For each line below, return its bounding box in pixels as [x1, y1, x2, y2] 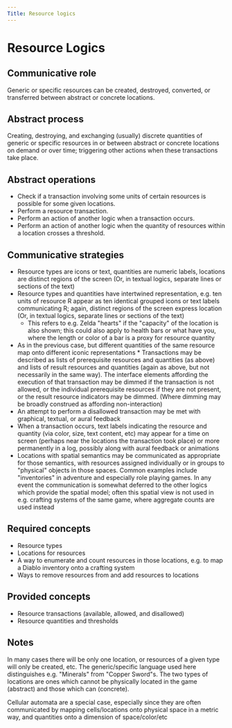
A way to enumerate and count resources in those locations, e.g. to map [17, 556, 224, 565]
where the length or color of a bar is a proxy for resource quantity [27, 334, 215, 342]
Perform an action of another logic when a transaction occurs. [17, 214, 195, 222]
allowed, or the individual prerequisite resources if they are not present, [17, 385, 222, 393]
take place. [7, 154, 39, 162]
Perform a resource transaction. [17, 207, 109, 215]
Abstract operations [7, 174, 96, 186]
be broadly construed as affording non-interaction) [17, 400, 163, 409]
